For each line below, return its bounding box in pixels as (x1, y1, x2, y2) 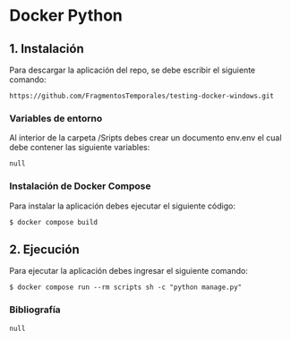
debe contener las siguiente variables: (9, 142, 150, 153)
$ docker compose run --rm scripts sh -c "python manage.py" (9, 283, 243, 292)
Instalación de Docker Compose (9, 180, 151, 192)
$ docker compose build (9, 217, 98, 226)
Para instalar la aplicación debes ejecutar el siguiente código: (9, 200, 235, 211)
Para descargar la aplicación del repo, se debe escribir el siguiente (9, 64, 256, 75)
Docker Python (9, 5, 124, 26)
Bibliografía (9, 303, 61, 316)
